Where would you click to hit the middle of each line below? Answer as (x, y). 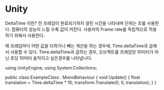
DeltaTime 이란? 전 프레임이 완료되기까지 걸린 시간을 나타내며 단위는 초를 (76, 23)
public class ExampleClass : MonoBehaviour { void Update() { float (73, 77)
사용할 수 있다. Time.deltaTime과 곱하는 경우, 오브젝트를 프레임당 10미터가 (82, 52)
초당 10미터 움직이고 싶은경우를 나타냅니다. (51, 58)
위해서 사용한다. (29, 35)
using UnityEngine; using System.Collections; (51, 67)
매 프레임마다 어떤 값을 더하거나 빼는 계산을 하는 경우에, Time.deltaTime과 (77, 45)
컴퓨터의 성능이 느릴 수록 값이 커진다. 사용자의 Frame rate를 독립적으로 (80, 29)
